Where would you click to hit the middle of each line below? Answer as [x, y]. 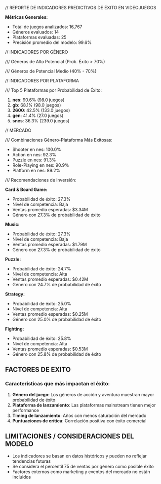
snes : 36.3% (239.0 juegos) [41, 121]
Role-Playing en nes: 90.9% [40, 165]
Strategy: [15, 294]
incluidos [21, 477]
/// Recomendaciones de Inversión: [41, 180]
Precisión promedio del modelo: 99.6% [52, 42]
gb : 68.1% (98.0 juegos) [37, 105]
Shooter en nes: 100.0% [37, 149]
